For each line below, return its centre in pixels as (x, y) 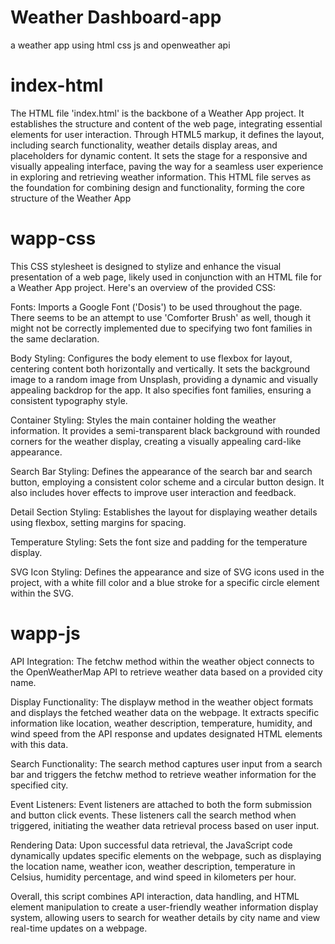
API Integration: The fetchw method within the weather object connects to (162, 661)
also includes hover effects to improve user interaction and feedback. (153, 492)
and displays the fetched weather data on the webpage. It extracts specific (165, 712)
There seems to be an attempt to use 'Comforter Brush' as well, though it (161, 317)
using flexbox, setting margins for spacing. (98, 522)
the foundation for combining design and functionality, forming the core (157, 187)
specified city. (39, 785)
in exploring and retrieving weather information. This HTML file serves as (161, 177)
